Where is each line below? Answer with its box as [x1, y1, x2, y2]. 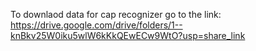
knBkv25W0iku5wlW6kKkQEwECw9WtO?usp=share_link [10, 30, 246, 41]
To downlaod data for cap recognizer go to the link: [10, 9, 222, 20]
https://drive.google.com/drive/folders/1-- [10, 19, 183, 31]
